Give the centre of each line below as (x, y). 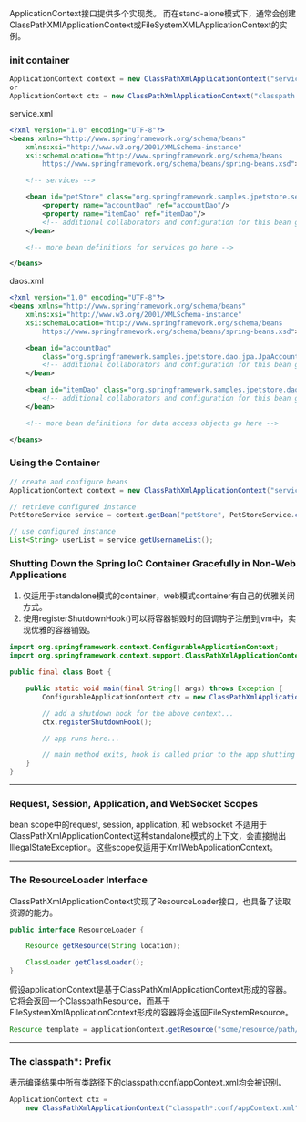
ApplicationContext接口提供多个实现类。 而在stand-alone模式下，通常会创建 (153, 13)
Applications (38, 575)
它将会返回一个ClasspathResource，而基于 (90, 1001)
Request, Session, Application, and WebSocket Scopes (134, 803)
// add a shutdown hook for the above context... (138, 713)
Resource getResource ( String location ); (103, 946)
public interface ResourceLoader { (77, 930)
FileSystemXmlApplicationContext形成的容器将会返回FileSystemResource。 (151, 1013)
